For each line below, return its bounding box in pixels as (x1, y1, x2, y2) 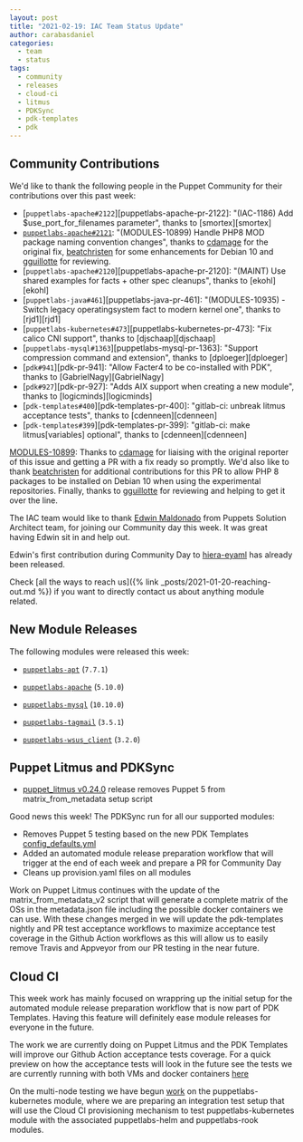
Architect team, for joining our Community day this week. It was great (9, 522, 269, 533)
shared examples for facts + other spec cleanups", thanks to (22, 275, 249, 285)
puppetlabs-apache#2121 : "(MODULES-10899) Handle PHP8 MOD (22, 227, 265, 237)
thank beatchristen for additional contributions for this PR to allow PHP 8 (9, 466, 279, 477)
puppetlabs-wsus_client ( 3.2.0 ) (22, 733, 141, 744)
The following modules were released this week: (9, 645, 190, 657)
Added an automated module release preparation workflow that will (22, 848, 274, 859)
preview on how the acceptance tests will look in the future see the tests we (9, 1059, 292, 1069)
